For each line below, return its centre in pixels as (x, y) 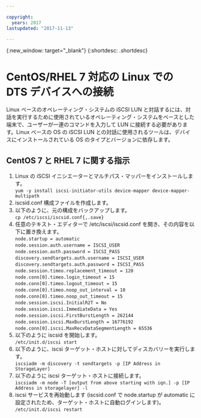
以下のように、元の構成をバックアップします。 (72, 211)
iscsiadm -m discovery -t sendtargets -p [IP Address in (88, 364)
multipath (27, 196)
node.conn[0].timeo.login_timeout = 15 (65, 277)
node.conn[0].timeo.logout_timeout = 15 (66, 284)
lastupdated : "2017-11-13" (40, 28)
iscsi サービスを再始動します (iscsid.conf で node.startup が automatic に (105, 395)
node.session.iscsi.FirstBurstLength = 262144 (74, 316)
